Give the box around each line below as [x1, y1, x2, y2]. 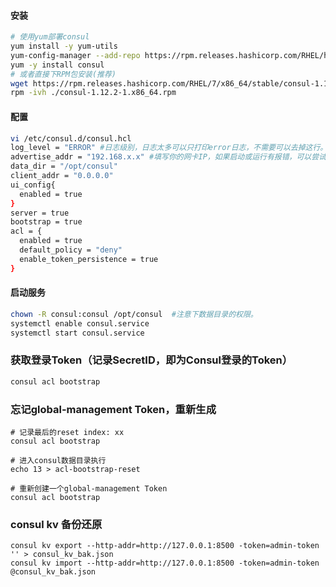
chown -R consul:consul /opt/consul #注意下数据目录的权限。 [10, 309, 258, 319]
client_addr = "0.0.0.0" [10, 171, 114, 181]
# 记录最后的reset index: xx [10, 427, 125, 437]
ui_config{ [10, 180, 56, 190]
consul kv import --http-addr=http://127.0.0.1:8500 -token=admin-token [10, 558, 320, 569]
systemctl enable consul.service [10, 318, 150, 329]
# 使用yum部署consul [10, 32, 90, 42]
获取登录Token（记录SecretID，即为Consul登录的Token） [10, 353, 293, 367]
